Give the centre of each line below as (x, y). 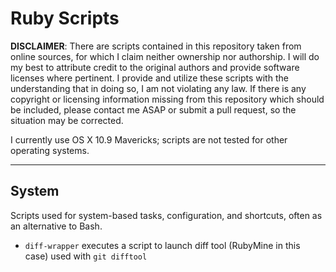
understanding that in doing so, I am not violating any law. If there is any (158, 88)
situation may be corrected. (67, 120)
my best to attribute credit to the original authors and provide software (155, 67)
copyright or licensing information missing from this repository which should (167, 99)
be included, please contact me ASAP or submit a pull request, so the (153, 109)
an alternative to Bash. (56, 226)
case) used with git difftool (86, 256)
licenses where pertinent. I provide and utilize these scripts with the (149, 78)
